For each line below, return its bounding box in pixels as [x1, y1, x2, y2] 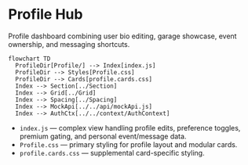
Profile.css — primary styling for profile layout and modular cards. [19, 139, 238, 149]
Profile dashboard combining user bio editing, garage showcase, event [8, 31, 237, 41]
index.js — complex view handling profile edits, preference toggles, [19, 123, 241, 132]
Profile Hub [8, 5, 83, 23]
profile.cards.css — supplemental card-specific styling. [19, 148, 206, 157]
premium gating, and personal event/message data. [19, 131, 187, 141]
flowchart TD [8, 55, 51, 63]
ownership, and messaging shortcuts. [8, 39, 130, 48]
